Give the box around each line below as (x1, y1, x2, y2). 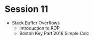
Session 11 (4, 3, 48, 15)
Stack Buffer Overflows (11, 20, 60, 26)
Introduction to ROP (19, 25, 60, 31)
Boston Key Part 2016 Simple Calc (19, 30, 89, 36)
